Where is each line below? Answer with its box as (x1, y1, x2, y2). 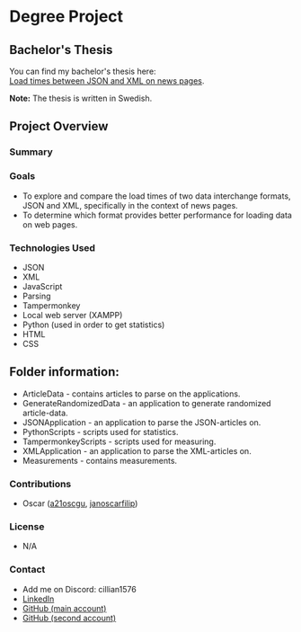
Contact (9, 564, 46, 576)
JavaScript (22, 280, 63, 291)
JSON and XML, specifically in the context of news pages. (22, 200, 238, 210)
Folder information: (9, 364, 120, 379)
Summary (9, 146, 54, 158)
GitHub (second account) (22, 612, 117, 623)
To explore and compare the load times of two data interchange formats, (22, 191, 291, 201)
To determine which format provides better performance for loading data (22, 209, 292, 220)
